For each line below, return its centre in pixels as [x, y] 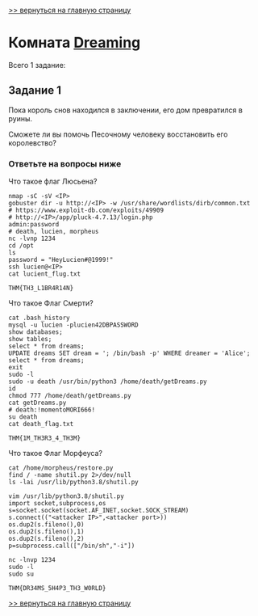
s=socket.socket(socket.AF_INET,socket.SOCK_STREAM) [99, 511]
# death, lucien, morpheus [54, 232]
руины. [21, 118]
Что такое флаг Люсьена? [53, 181]
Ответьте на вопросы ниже [65, 163]
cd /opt [21, 246]
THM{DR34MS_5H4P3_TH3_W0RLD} [57, 589]
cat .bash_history [39, 318]
